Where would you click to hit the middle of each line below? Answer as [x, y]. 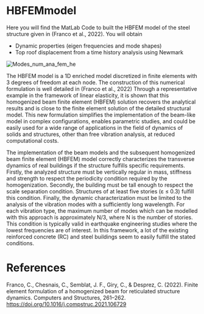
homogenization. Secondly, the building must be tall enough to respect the [100, 185]
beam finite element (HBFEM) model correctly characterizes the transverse [100, 159]
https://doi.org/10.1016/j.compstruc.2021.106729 [66, 304]
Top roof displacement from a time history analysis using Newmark [99, 52]
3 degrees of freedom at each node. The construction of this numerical [96, 82]
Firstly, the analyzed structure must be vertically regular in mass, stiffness [99, 172]
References [36, 268]
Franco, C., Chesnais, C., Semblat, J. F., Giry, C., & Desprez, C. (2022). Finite [102, 285]
